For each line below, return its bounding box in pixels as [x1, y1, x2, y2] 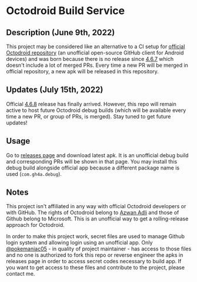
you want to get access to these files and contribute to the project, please [6, 264, 185, 271]
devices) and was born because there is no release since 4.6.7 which [6, 56, 174, 62]
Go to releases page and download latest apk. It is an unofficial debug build [6, 151, 189, 159]
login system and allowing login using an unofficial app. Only [6, 239, 153, 246]
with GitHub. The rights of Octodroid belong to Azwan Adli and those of [6, 209, 179, 216]
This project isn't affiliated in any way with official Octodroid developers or [6, 203, 186, 210]
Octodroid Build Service [6, 4, 125, 18]
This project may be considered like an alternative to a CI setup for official [6, 43, 185, 50]
